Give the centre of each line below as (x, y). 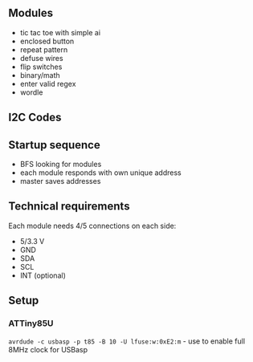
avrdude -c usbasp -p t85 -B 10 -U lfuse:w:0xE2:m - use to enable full (127, 341)
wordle (31, 92)
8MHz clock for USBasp (48, 349)
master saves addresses (60, 181)
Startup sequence (54, 145)
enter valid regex (48, 83)
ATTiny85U (31, 323)
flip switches (41, 67)
